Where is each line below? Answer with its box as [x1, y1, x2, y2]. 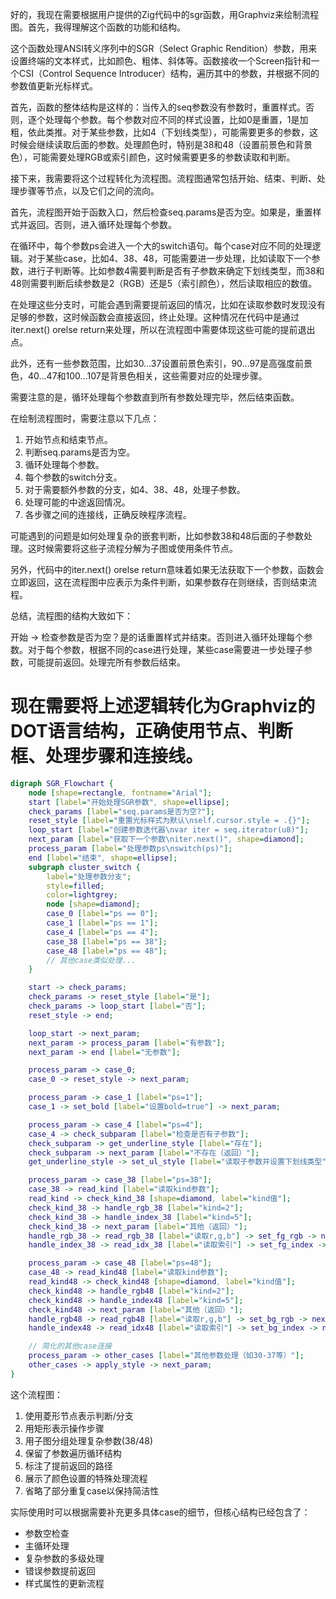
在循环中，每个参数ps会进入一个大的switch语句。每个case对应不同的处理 [10, 240, 313, 252]
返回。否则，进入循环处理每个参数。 [27, 219, 177, 230]
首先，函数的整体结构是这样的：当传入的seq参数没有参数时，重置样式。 [10, 101, 307, 113]
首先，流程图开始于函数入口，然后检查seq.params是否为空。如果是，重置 [10, 206, 313, 218]
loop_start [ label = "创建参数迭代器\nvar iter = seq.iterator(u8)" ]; [28, 825, 310, 835]
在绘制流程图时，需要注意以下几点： [10, 413, 160, 424]
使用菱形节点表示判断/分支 [24, 1409, 134, 1422]
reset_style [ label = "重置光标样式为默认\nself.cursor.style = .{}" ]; [28, 816, 311, 826]
